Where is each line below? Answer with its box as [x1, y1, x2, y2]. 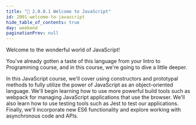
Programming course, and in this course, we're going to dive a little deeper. [6, 64, 187, 71]
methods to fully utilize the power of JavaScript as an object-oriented [6, 81, 174, 88]
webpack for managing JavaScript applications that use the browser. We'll [6, 94, 185, 101]
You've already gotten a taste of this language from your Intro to [6, 58, 161, 65]
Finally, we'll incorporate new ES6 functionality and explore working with [6, 106, 181, 113]
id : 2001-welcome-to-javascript [6, 14, 85, 20]
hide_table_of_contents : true [6, 19, 80, 25]
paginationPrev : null [6, 30, 59, 36]
